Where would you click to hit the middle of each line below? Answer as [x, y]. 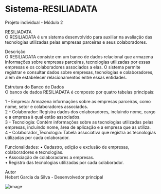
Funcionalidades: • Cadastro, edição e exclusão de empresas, [67, 147]
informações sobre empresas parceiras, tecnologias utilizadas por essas [78, 62]
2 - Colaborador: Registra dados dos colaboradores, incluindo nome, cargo [80, 112]
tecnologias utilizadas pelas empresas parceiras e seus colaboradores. [76, 42]
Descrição [15, 52]
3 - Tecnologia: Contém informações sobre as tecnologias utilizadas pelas [80, 122]
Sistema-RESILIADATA [51, 9]
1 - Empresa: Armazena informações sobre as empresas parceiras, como [78, 101]
